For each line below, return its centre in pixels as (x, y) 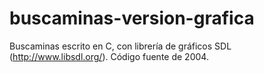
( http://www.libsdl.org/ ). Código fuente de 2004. (109, 56)
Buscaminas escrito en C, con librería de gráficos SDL (120, 46)
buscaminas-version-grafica (132, 18)
